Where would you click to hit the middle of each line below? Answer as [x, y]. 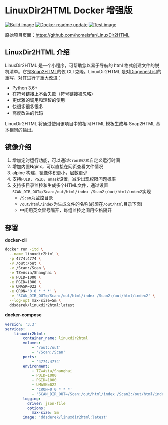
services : [15, 329]
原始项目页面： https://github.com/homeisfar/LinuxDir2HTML [67, 35]
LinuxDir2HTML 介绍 [37, 52]
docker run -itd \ [24, 249]
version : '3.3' [21, 324]
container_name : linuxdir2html [56, 338]
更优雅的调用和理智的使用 [39, 100]
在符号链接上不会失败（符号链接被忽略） [54, 94]
